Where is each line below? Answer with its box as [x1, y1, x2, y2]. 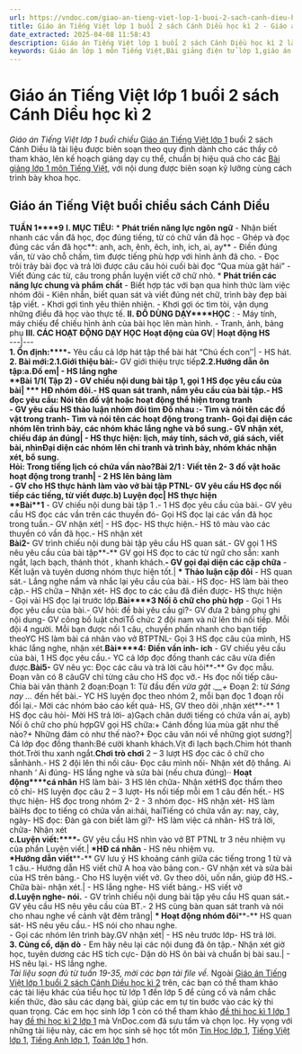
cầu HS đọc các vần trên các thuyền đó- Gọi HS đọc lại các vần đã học [9, 509, 273, 520]
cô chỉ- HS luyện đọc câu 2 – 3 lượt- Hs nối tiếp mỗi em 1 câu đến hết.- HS [9, 786, 285, 797]
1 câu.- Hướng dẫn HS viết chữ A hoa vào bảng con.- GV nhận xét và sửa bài [9, 862, 293, 873]
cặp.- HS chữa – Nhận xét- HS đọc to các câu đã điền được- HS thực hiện [9, 585, 283, 596]
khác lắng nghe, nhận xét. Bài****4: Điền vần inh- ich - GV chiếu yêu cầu [9, 642, 286, 653]
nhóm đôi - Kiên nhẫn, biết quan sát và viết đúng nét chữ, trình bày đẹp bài [9, 289, 288, 299]
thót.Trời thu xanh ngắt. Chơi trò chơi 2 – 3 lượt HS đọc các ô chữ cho [9, 747, 265, 758]
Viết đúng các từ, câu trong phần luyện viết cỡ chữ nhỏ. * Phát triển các [9, 270, 277, 281]
